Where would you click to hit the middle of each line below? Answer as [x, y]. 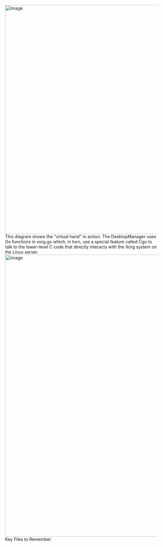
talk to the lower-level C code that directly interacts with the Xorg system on [81, 247]
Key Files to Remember [28, 539]
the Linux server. [22, 252]
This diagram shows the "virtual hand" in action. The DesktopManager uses [81, 237]
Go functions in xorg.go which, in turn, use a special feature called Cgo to [79, 242]
